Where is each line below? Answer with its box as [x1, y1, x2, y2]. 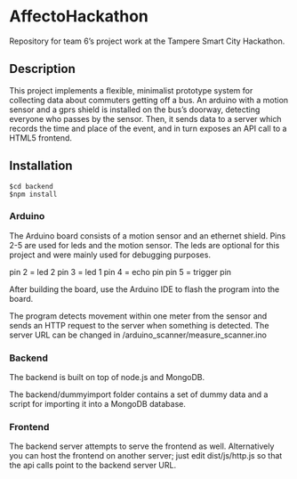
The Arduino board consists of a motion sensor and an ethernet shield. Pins [9, 230, 286, 241]
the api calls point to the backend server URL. [9, 460, 176, 471]
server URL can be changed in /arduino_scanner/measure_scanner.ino [9, 329, 267, 340]
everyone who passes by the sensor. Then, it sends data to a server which [9, 113, 282, 124]
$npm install [9, 190, 58, 199]
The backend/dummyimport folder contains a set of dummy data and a [9, 389, 269, 400]
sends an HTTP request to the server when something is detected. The [9, 320, 269, 330]
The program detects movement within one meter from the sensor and [9, 310, 268, 321]
